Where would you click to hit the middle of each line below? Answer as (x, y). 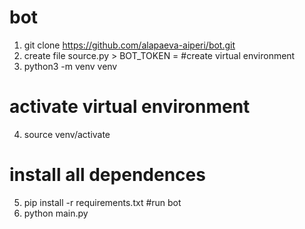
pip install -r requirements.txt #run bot (102, 202)
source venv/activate (67, 134)
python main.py (56, 213)
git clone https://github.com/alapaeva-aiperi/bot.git (129, 45)
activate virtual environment (130, 107)
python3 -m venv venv (70, 66)
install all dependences (107, 175)
